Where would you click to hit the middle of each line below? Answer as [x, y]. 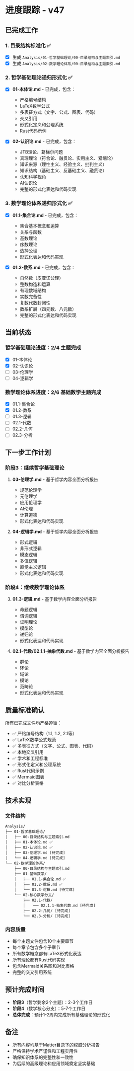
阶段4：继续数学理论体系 [35, 588]
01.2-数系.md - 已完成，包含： [44, 267]
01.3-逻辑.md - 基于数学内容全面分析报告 [55, 599]
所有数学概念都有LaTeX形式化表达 [47, 954]
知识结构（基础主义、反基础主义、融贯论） [63, 171]
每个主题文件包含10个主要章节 [43, 941]
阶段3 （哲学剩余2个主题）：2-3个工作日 [52, 1002]
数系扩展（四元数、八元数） [48, 309]
